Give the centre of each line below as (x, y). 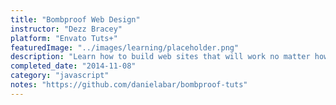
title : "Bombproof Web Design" (75, 19)
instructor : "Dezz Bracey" (66, 29)
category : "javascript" (60, 76)
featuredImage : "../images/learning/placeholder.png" (125, 47)
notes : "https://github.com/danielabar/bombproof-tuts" (129, 85)
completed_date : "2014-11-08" (73, 66)
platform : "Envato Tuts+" (64, 38)
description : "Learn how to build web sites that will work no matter (160, 57)
